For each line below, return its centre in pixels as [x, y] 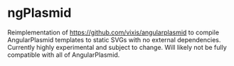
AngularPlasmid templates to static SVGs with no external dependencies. [114, 39]
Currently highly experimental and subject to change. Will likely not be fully [117, 47]
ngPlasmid [39, 13]
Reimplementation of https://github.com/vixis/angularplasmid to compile [113, 32]
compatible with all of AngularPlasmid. [64, 55]
